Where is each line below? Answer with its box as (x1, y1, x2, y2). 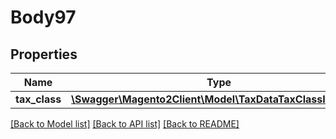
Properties (10, 46, 78, 63)
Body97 (10, 6, 77, 29)
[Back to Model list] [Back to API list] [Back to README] (10, 118, 240, 130)
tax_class (15, 92, 62, 106)
